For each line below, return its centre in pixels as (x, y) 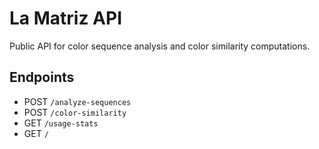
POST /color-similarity (75, 112)
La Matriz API (66, 18)
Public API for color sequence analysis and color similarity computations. (160, 46)
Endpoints (42, 77)
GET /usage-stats (61, 123)
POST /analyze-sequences (77, 101)
